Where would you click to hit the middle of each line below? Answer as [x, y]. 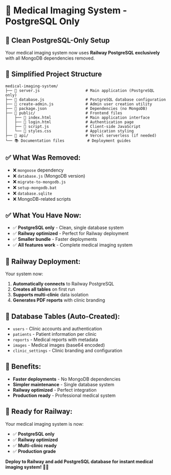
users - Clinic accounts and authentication [57, 329]
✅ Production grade [34, 451]
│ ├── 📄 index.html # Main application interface [78, 118]
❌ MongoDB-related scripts [42, 199]
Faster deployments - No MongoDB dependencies [67, 379]
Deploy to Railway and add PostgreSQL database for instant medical [79, 461]
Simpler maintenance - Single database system [63, 384]
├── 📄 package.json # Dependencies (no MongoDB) [76, 108]
